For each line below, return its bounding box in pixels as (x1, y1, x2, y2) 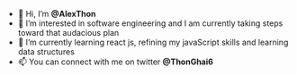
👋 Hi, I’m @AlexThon (17, 9, 96, 19)
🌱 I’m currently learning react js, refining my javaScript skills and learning (17, 37, 289, 47)
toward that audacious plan (17, 28, 120, 37)
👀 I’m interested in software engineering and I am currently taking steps (17, 18, 283, 29)
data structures (17, 46, 75, 57)
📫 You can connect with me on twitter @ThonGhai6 (17, 56, 214, 67)
